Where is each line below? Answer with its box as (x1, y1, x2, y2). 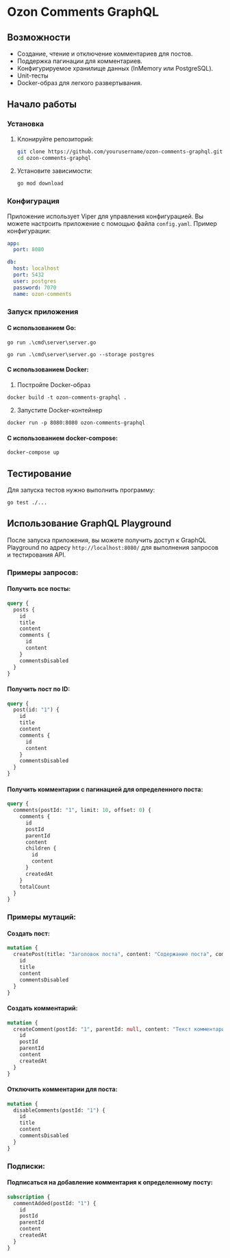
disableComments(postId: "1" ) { (13, 1106, 106, 1114)
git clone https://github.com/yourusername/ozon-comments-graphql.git (16, 148, 223, 155)
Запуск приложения (7, 307, 79, 316)
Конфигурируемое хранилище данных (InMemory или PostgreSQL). (16, 65, 214, 72)
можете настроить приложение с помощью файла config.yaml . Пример (7, 219, 218, 227)
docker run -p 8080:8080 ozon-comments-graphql (7, 419, 146, 426)
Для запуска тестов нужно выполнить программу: (7, 485, 155, 494)
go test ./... (7, 499, 48, 506)
